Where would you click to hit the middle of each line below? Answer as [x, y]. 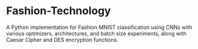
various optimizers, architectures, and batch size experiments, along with [96, 33]
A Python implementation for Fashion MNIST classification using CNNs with [99, 27]
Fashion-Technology [59, 11]
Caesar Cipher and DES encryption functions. [62, 40]
